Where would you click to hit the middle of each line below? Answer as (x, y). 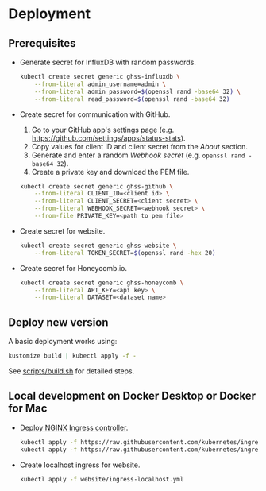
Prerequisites (42, 43)
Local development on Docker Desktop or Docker (132, 396)
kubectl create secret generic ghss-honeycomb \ (102, 283)
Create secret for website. (62, 230)
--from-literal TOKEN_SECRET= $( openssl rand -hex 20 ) (125, 253)
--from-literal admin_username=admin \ (100, 84)
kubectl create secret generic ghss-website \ (98, 246)
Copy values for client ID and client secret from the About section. (140, 146)
